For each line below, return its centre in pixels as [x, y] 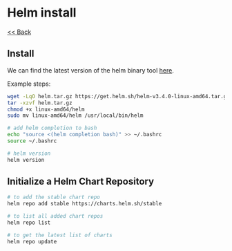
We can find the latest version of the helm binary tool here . [91, 70]
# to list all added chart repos [55, 216]
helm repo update [32, 241]
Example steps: [29, 84]
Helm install [42, 13]
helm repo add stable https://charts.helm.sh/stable [85, 204]
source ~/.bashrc [32, 141]
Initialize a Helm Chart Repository [80, 182]
